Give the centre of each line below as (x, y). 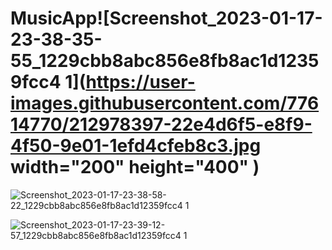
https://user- (140, 82)
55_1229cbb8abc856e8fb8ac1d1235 (165, 61)
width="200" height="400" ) (135, 167)
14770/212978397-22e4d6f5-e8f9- (161, 124)
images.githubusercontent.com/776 (165, 103)
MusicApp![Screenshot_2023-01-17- (166, 18)
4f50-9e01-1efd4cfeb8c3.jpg (136, 146)
